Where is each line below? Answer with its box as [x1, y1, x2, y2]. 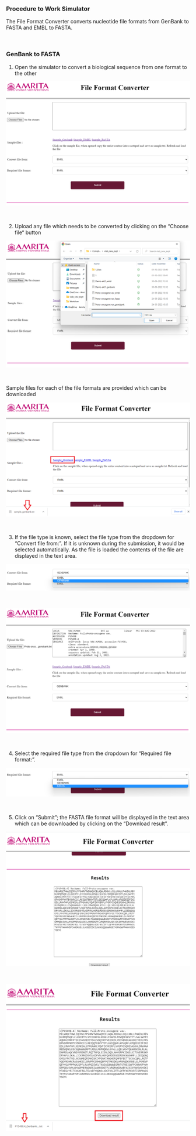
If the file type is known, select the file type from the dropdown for [14, 534, 174, 541]
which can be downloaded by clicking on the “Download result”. [14, 820, 169, 827]
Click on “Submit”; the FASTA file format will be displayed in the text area [14, 814, 190, 821]
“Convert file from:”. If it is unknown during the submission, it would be [14, 540, 185, 547]
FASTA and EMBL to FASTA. [6, 24, 73, 31]
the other [14, 70, 37, 77]
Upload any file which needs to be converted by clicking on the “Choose [14, 222, 189, 229]
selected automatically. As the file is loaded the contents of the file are [14, 546, 184, 553]
